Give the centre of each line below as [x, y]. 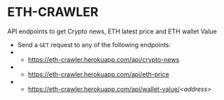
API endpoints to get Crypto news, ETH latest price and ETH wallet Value [112, 31]
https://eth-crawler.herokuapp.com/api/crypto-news [104, 59]
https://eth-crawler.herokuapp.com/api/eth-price [98, 74]
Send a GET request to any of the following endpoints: [94, 44]
